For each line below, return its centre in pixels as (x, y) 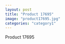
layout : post (18, 10)
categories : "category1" (31, 23)
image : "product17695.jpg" (33, 19)
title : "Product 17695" (30, 14)
